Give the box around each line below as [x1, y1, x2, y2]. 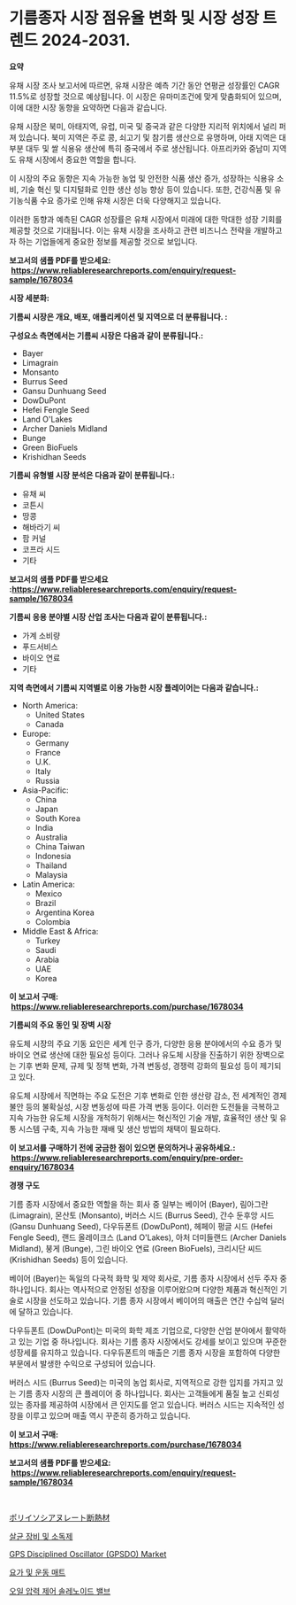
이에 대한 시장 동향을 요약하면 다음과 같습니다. [9, 102, 168, 112]
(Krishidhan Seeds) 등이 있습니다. [9, 1254, 128, 1265]
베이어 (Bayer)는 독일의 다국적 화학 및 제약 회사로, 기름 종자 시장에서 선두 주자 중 [9, 1273, 287, 1283]
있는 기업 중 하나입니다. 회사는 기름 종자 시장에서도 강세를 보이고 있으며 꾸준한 [18, 1336, 287, 1346]
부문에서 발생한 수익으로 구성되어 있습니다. [9, 1358, 156, 1369]
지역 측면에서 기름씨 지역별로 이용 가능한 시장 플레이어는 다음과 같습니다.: [9, 682, 259, 693]
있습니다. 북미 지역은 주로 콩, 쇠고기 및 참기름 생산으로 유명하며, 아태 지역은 [18, 132, 277, 143]
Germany [34, 737, 69, 748]
